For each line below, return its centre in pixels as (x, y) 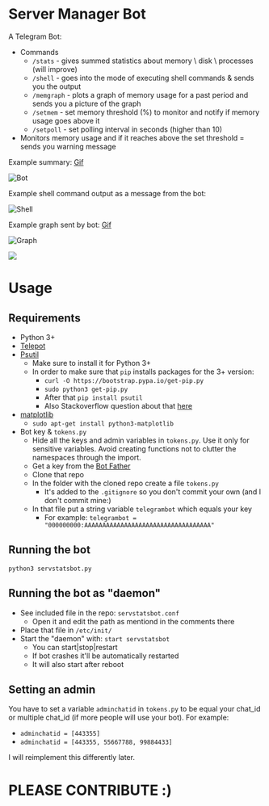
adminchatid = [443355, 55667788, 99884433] (96, 743)
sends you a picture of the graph (86, 103)
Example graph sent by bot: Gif (60, 225)
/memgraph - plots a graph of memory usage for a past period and (140, 94)
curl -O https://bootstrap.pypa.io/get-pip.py (124, 380)
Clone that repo (58, 474)
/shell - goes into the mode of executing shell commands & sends (143, 78)
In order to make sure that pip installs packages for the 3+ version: (143, 372)
